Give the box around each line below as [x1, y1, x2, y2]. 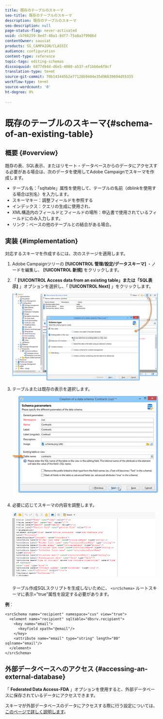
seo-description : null [5, 23, 51, 28]
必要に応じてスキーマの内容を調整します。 [12, 502, 97, 508]
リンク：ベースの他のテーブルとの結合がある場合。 [12, 221, 114, 227]
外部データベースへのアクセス [5, 665, 94, 673]
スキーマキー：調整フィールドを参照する [12, 197, 93, 203]
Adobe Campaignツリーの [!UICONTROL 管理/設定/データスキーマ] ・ [12, 261, 152, 267]
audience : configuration [5, 48, 55, 53]
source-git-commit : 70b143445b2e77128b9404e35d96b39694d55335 [5, 74, 133, 80]
